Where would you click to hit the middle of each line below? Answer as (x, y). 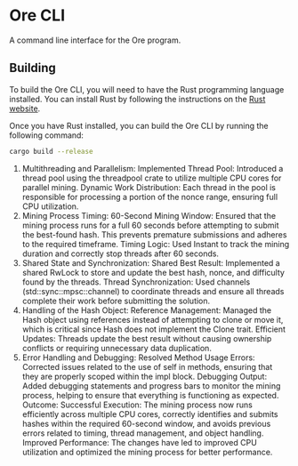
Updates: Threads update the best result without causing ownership (147, 338)
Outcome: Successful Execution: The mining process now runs (137, 405)
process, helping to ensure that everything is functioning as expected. (150, 395)
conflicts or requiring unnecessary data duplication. (117, 348)
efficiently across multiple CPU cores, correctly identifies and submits (150, 414)
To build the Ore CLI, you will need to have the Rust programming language (147, 89)
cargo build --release (51, 151)
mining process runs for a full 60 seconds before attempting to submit (150, 225)
